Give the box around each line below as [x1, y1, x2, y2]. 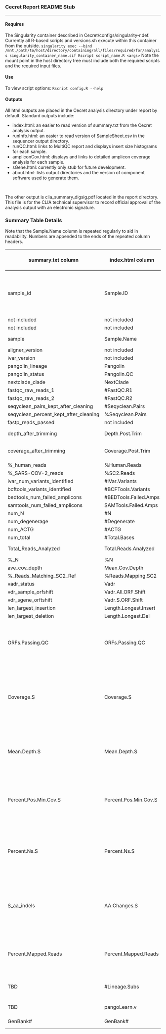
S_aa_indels [7, 902, 36, 909]
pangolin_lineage [7, 363, 47, 370]
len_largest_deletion [7, 613, 54, 620]
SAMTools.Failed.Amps [104, 502, 158, 509]
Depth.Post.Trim [104, 430, 142, 437]
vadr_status [7, 581, 35, 588]
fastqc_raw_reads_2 [7, 395, 55, 402]
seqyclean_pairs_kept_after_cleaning [7, 403, 93, 410]
